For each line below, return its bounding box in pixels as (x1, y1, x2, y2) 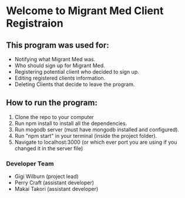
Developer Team (6, 159, 54, 167)
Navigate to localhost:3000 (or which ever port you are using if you (14, 138, 177, 146)
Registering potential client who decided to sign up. (14, 68, 139, 75)
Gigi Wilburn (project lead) (14, 173, 79, 180)
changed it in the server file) (14, 144, 83, 151)
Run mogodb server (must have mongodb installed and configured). (14, 126, 179, 133)
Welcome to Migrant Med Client (6, 4, 164, 18)
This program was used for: (6, 40, 110, 50)
